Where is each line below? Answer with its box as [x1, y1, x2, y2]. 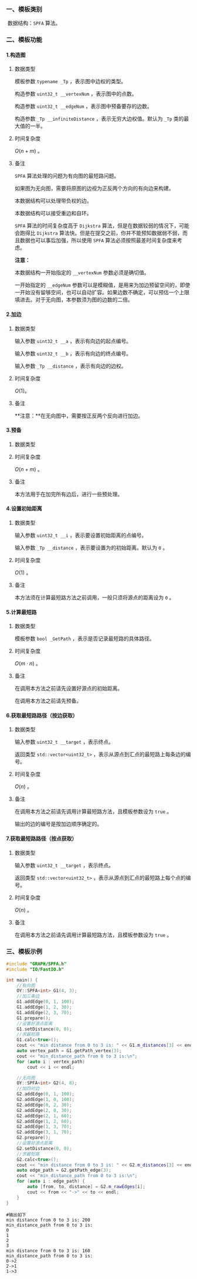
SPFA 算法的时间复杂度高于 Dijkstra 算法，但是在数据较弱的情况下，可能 [14, 222, 189, 229]
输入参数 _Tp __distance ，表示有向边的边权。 [14, 362, 127, 369]
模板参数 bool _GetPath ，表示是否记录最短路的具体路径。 [14, 635, 155, 642]
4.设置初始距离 [6, 505, 42, 512]
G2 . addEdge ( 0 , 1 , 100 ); [16, 1091, 75, 1097]
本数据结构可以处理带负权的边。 [14, 198, 92, 205]
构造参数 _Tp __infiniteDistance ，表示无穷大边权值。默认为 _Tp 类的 [14, 115, 184, 123]
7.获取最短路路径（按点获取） [6, 835, 77, 842]
